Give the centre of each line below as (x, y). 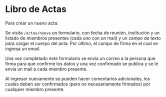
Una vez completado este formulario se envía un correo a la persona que (80, 58)
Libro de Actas (36, 9)
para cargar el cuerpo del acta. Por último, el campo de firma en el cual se (82, 43)
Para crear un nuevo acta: (32, 23)
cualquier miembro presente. (35, 89)
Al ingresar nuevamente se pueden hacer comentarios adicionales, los (78, 78)
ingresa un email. (23, 48)
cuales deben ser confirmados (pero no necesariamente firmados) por (78, 84)
